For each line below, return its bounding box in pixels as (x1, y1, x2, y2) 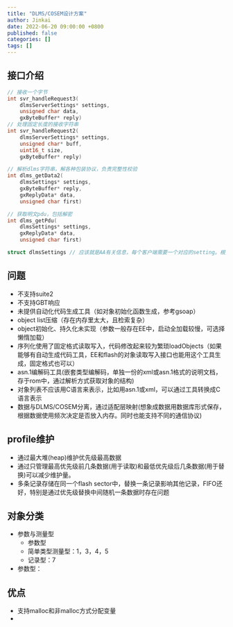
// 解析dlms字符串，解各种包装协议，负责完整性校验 (7, 166, 137, 173)
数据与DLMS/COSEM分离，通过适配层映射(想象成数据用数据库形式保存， (17, 402, 225, 410)
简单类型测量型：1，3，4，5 (27, 547, 109, 555)
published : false (7, 29, 58, 37)
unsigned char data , (19, 108, 79, 115)
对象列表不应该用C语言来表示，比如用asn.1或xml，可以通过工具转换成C (17, 385, 221, 393)
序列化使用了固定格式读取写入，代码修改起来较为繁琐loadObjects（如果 (17, 342, 222, 350)
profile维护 (7, 433, 55, 445)
